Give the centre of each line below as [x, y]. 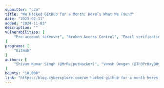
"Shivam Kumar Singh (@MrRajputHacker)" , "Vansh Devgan [72, 64]
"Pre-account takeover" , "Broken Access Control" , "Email [74, 37]
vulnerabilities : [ [25, 32]
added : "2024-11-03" [26, 23]
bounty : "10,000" [23, 73]
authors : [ [16, 60]
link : [10, 78]
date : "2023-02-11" [25, 19]
